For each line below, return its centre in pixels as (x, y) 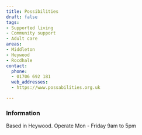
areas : (14, 44)
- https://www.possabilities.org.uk (56, 88)
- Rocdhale (19, 60)
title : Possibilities (32, 11)
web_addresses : (30, 82)
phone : (19, 71)
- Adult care (22, 39)
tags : (13, 22)
